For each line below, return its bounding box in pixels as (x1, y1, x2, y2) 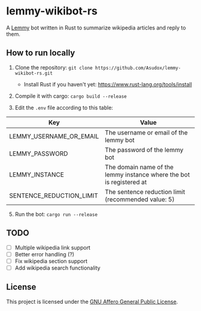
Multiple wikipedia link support (14, 244, 91, 251)
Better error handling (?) (14, 250, 75, 258)
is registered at (104, 178, 147, 186)
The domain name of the (104, 163, 174, 171)
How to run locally (6, 48, 75, 58)
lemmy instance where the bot (104, 170, 190, 178)
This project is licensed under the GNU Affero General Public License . (6, 298, 178, 305)
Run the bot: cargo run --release (14, 210, 98, 217)
